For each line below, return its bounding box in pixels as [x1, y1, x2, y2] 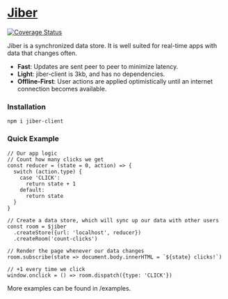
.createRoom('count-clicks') [13, 235, 98, 242]
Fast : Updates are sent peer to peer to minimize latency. [17, 62, 179, 70]
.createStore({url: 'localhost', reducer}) [13, 229, 141, 236]
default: [19, 186, 45, 193]
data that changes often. [7, 49, 78, 57]
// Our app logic [7, 150, 58, 157]
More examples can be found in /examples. [7, 284, 131, 292]
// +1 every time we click [7, 266, 85, 273]
